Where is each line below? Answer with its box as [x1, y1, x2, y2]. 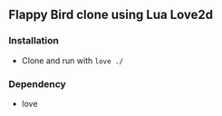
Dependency [8, 77, 67, 90]
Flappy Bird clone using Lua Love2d [8, 7, 214, 23]
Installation [8, 34, 60, 47]
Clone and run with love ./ [21, 54, 124, 66]
